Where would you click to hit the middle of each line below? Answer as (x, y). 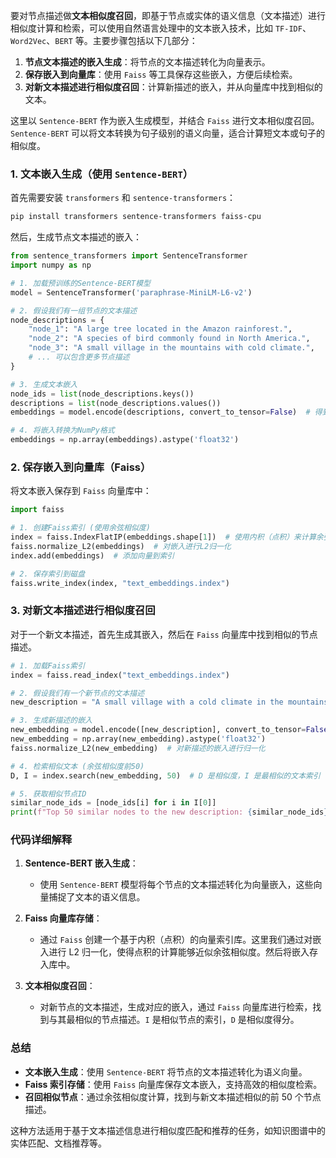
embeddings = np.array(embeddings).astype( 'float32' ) (125, 440)
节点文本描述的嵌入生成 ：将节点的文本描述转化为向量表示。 (147, 62)
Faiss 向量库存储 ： (63, 918)
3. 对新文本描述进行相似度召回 (83, 611)
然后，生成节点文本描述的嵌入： (76, 237)
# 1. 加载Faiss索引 (48, 665)
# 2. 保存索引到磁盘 (48, 574)
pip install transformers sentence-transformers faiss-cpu (136, 217)
